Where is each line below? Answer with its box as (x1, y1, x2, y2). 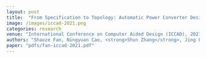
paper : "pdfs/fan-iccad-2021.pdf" (6, 43, 95, 49)
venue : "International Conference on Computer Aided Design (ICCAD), (6, 31, 188, 37)
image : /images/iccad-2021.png (6, 20, 86, 26)
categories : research (6, 25, 62, 32)
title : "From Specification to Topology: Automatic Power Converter (6, 14, 188, 21)
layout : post (6, 8, 40, 15)
